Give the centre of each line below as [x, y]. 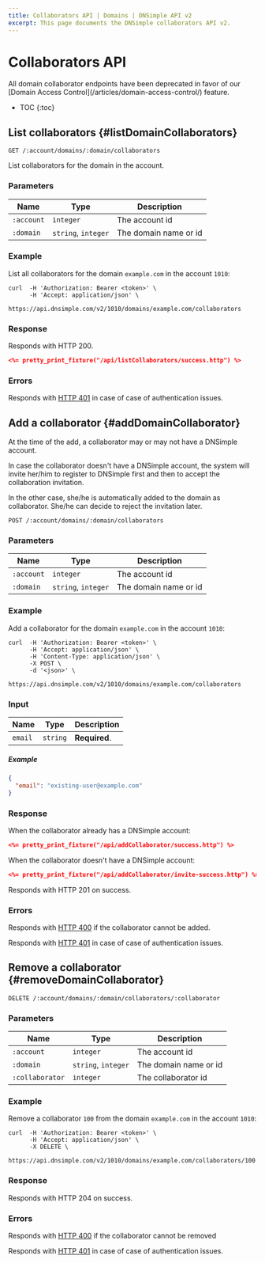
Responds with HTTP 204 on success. [71, 1198]
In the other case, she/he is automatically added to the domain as [114, 498]
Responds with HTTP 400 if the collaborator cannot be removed [112, 1235]
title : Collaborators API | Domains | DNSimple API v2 [100, 15]
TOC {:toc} [37, 108]
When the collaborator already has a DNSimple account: [99, 830]
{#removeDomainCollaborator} [86, 980]
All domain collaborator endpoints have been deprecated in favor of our [124, 84]
